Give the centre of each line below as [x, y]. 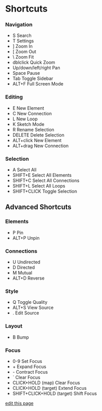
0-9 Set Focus [27, 361]
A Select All [24, 170]
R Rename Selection [33, 129]
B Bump [21, 337]
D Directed [24, 267]
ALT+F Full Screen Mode [38, 84]
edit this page [19, 403]
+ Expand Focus [29, 367]
